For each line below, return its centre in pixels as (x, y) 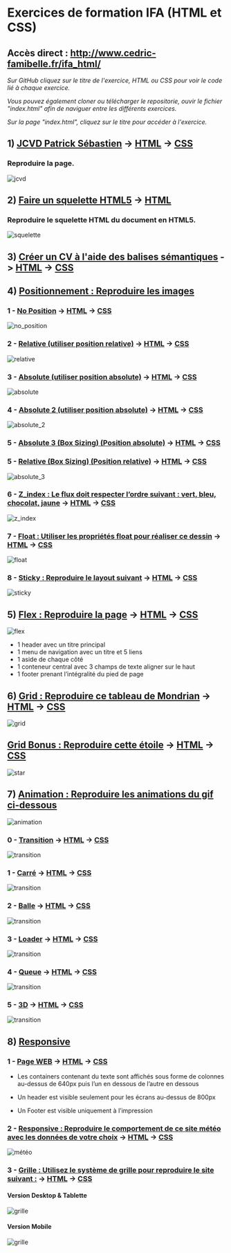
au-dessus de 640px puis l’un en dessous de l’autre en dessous (108, 1084)
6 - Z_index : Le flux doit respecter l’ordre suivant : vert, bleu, (112, 494)
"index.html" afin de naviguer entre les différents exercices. (92, 108)
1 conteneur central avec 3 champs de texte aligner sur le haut (106, 667)
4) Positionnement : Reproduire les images (101, 291)
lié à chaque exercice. (39, 88)
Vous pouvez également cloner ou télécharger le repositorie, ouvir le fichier (115, 101)
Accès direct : (38, 53)
